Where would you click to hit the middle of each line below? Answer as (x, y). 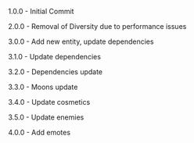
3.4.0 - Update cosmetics (49, 102)
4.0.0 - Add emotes (40, 132)
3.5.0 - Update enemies (46, 117)
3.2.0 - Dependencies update (56, 72)
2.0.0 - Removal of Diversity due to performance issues (97, 26)
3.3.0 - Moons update (43, 87)
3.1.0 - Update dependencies (55, 57)
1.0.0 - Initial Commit (41, 11)
